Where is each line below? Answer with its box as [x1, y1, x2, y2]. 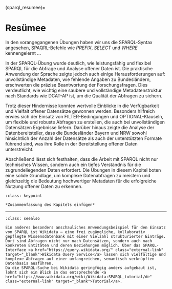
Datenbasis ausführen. [5, 261, 54, 266]
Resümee [5, 23, 46, 34]
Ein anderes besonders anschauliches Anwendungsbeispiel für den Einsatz [5, 225, 166, 230]
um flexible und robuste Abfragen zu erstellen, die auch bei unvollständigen [5, 119, 165, 125]
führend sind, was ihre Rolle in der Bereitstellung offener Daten [5, 140, 138, 147]
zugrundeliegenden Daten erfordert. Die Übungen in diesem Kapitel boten [5, 167, 161, 173]
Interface [5, 247, 27, 253]
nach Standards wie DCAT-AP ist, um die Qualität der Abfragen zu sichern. [5, 92, 163, 99]
